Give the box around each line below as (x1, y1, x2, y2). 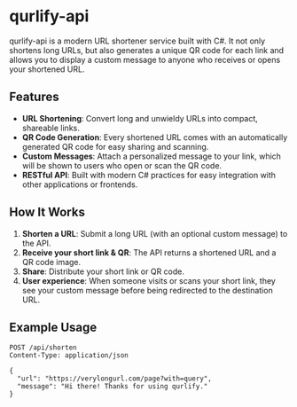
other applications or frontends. (21, 179, 138, 190)
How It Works (9, 205, 86, 220)
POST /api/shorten (9, 343, 77, 352)
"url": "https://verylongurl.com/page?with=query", (17, 374, 213, 383)
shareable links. (21, 122, 80, 133)
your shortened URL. (9, 64, 85, 74)
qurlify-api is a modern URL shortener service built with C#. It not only (9, 35, 266, 46)
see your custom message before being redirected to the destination (21, 285, 273, 295)
